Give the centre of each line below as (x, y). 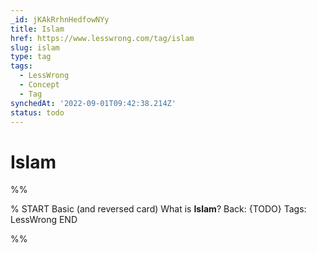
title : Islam (37, 29)
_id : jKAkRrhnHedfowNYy (60, 19)
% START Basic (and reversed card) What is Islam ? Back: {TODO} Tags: (158, 209)
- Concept (39, 85)
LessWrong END (44, 220)
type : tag (31, 57)
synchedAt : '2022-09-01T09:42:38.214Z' (93, 103)
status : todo (37, 112)
